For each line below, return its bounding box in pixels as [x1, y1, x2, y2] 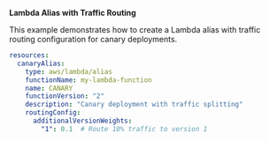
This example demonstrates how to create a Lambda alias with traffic [9, 25, 261, 34]
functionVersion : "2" [25, 92, 104, 100]
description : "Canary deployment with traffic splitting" [25, 100, 243, 109]
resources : [9, 51, 50, 60]
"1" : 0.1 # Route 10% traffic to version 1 [41, 124, 208, 133]
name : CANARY [25, 84, 73, 93]
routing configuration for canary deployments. [9, 34, 178, 44]
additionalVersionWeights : [32, 116, 133, 125]
